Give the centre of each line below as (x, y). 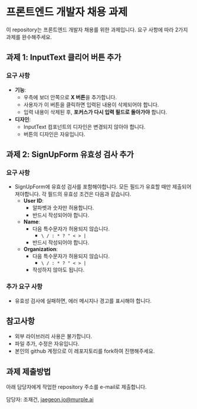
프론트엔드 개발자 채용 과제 (67, 12)
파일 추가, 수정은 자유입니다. (47, 344)
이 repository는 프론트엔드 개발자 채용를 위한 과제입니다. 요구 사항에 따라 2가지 (97, 30)
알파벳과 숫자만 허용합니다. (63, 208)
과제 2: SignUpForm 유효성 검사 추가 (70, 155)
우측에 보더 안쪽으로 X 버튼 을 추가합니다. (70, 97)
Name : (32, 222)
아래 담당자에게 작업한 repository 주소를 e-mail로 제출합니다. (77, 387)
